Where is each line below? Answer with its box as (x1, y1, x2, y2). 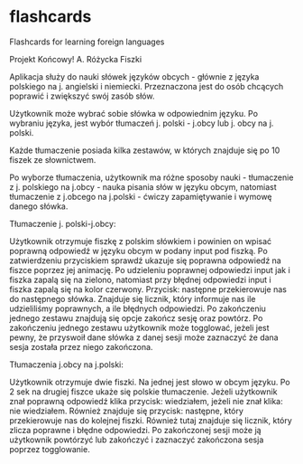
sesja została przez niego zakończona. (9, 341, 153, 352)
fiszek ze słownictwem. (9, 154, 96, 165)
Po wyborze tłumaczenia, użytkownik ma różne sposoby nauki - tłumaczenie (9, 172, 294, 183)
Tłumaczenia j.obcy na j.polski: (9, 359, 124, 370)
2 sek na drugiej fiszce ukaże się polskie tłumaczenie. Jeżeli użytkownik (9, 386, 278, 397)
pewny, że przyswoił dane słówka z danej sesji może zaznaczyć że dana (9, 332, 279, 343)
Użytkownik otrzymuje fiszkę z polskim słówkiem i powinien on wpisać (9, 235, 272, 246)
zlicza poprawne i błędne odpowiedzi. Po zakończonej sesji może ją (9, 424, 262, 435)
